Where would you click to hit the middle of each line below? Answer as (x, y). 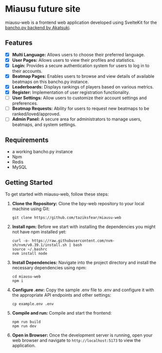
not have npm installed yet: (39, 231)
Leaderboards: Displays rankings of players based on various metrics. (83, 87)
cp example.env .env (33, 304)
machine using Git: (31, 209)
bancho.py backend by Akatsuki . (38, 27)
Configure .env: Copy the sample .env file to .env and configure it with (83, 290)
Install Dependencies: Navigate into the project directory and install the (84, 262)
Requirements (27, 140)
